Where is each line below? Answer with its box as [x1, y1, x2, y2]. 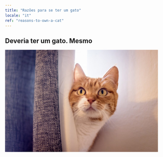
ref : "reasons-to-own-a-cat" [5, 18, 64, 23]
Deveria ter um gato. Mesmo [5, 36, 93, 45]
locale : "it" [5, 13, 32, 18]
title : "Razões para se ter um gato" [5, 8, 81, 13]
